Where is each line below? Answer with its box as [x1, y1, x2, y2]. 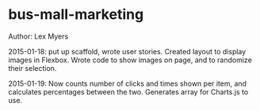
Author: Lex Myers [8, 31, 69, 41]
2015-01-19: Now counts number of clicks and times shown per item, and [8, 79, 247, 88]
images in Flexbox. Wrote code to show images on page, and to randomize [8, 55, 252, 65]
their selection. [8, 63, 57, 72]
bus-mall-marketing [8, 6, 144, 24]
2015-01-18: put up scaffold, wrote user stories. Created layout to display [8, 46, 247, 56]
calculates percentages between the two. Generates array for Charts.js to [8, 87, 249, 96]
